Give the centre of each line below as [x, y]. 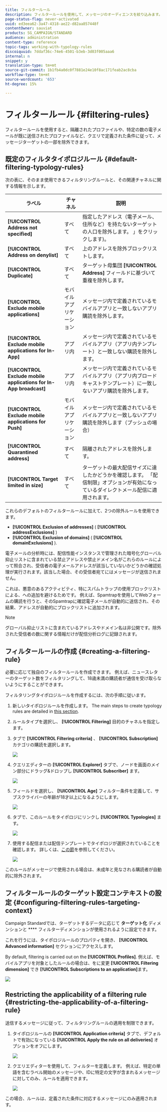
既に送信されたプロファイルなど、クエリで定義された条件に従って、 [87, 136]
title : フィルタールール [28, 10]
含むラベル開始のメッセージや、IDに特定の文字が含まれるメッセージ [91, 1072]
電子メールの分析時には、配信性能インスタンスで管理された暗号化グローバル [83, 553]
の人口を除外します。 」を [113, 232]
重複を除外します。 [104, 280]
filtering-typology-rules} [44, 167]
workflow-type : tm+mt [28, 75]
